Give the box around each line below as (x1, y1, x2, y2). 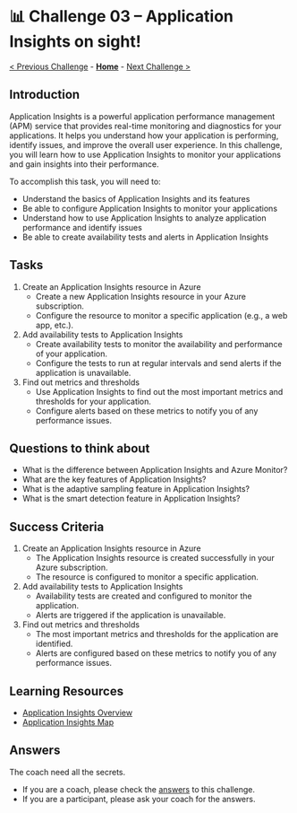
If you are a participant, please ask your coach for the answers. (21, 793, 256, 804)
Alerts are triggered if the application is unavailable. (35, 610, 226, 621)
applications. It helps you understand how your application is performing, (9, 130, 279, 141)
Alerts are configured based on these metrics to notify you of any (35, 648, 277, 659)
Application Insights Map (21, 717, 115, 727)
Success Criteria (9, 519, 105, 534)
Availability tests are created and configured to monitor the (35, 590, 252, 601)
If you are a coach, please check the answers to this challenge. (21, 783, 255, 794)
